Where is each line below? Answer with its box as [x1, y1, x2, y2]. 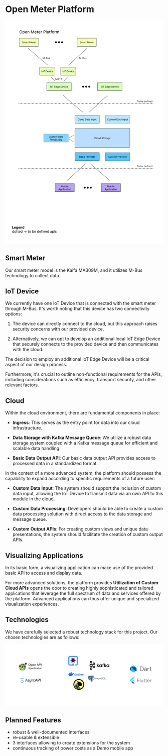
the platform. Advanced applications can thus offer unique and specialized [5, 596, 159, 602]
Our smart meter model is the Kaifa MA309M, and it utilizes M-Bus [5, 267, 143, 273]
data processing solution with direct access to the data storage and [12, 511, 152, 517]
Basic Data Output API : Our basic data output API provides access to [12, 455, 156, 461]
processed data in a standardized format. [12, 461, 98, 467]
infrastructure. [12, 425, 43, 431]
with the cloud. [12, 347, 44, 353]
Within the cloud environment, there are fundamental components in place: [5, 410, 160, 416]
